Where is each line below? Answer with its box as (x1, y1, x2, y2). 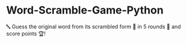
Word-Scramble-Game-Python (6, 4, 164, 17)
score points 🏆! (6, 30, 46, 37)
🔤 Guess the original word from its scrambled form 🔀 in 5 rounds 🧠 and (6, 23, 181, 30)
